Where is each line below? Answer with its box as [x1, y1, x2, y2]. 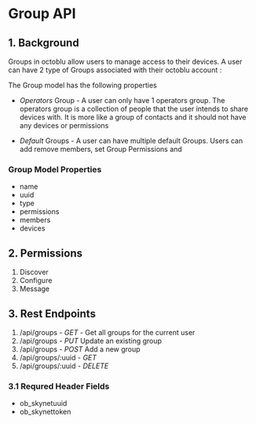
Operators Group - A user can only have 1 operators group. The [19, 96, 225, 105]
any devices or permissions [19, 121, 109, 130]
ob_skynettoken [19, 407, 71, 417]
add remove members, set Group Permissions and [19, 145, 182, 153]
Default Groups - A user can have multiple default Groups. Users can [19, 136, 243, 146]
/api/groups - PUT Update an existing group [19, 336, 163, 345]
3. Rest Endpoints [8, 307, 97, 320]
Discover [19, 267, 49, 277]
